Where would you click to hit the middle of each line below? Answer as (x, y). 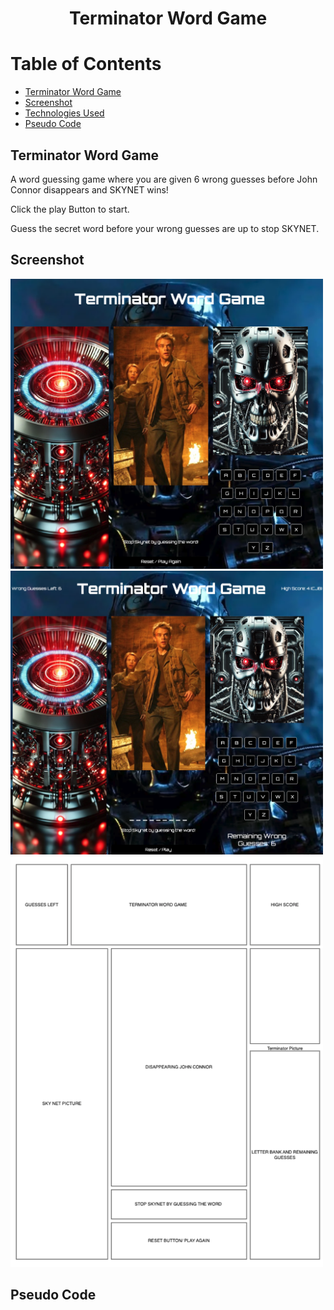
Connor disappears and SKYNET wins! (89, 189)
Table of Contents (86, 64)
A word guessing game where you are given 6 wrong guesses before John (164, 179)
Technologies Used (64, 113)
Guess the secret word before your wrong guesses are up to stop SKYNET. (165, 228)
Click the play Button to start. (70, 209)
